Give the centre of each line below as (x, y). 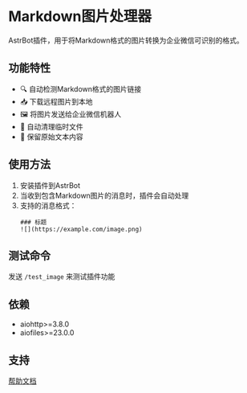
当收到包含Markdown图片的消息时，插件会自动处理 (104, 195)
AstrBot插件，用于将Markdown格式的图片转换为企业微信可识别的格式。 (126, 40)
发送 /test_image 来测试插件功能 (62, 276)
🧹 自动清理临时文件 (51, 126)
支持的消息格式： (48, 205)
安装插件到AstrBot (50, 185)
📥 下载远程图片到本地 (57, 101)
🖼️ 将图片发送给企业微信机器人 (71, 114)
